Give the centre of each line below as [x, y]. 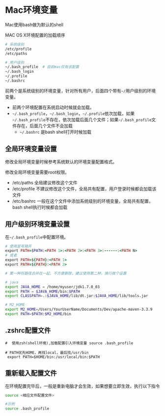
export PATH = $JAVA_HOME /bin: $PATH [42, 291]
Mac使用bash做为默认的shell [34, 25]
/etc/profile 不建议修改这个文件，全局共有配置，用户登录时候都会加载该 [84, 189]
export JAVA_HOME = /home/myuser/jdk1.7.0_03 [52, 287]
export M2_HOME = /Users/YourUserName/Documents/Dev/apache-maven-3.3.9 [79, 310]
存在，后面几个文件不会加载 [44, 125]
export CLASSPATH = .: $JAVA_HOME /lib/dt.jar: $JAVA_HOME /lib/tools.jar [77, 296]
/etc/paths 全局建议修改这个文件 [45, 182]
